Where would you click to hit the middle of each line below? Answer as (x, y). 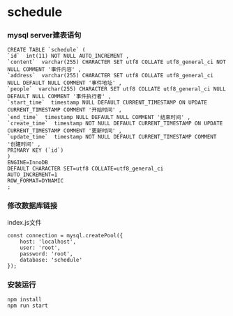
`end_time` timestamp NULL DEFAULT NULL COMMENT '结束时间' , (99, 118)
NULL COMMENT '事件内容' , (44, 70)
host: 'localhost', (48, 242)
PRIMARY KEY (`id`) (36, 150)
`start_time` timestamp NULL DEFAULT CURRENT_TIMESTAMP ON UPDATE (107, 103)
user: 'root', (40, 248)
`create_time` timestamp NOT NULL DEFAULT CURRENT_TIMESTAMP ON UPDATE (115, 124)
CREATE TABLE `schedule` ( (46, 50)
